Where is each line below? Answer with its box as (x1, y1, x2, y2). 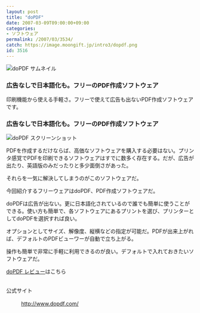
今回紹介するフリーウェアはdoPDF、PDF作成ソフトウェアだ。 (6, 188, 159, 195)
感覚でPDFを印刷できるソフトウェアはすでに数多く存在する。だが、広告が (11, 155, 194, 162)
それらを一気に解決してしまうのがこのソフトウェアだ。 (6, 174, 142, 182)
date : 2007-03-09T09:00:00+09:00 (6, 20, 90, 26)
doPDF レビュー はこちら (6, 268, 67, 275)
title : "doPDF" (6, 14, 44, 20)
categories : (6, 25, 36, 32)
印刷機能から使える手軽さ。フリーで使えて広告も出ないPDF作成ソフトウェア (6, 96, 194, 103)
